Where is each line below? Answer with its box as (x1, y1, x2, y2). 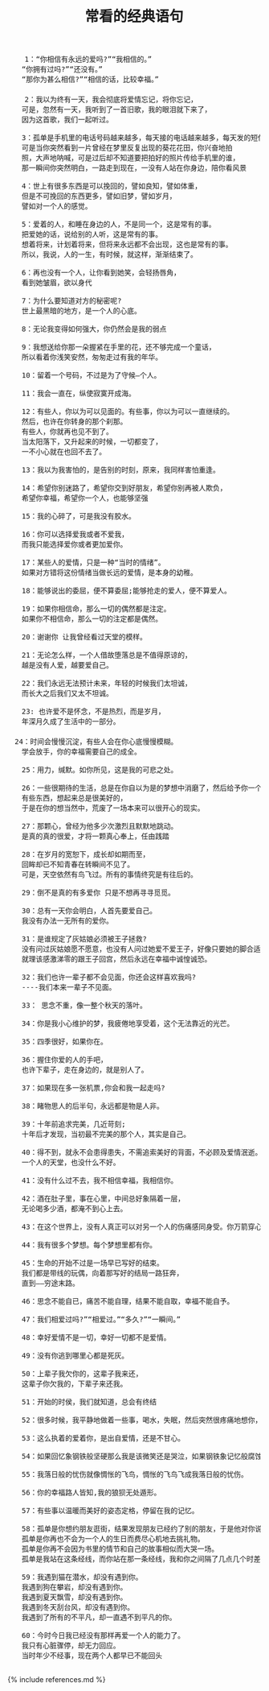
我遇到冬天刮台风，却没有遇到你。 (21, 1603, 134, 1612)
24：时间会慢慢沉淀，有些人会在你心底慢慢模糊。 (14, 738, 178, 746)
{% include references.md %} (7, 1675, 106, 1685)
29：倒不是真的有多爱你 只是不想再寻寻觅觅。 (21, 888, 176, 898)
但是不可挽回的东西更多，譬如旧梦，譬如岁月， (21, 192, 177, 201)
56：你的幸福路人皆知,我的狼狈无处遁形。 (21, 1488, 161, 1498)
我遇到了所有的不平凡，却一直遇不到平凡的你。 (21, 1613, 177, 1623)
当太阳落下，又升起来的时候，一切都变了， (21, 437, 162, 447)
